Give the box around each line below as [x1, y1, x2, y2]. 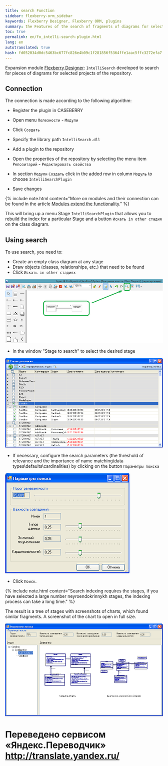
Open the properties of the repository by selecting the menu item [12, 156, 146, 162]
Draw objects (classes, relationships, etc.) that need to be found [12, 264, 145, 270]
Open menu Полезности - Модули [12, 117, 78, 123]
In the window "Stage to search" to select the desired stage [12, 348, 135, 354]
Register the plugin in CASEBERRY [12, 108, 83, 114]
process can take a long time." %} [5, 598, 75, 604]
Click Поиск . [12, 578, 37, 584]
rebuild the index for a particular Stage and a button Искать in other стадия [5, 216, 162, 222]
